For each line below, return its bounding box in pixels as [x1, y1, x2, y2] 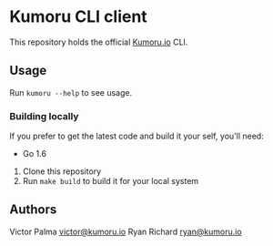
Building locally [9, 109, 79, 122]
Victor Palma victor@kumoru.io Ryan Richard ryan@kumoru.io [9, 226, 243, 237]
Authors [9, 202, 57, 218]
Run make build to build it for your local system [22, 176, 199, 187]
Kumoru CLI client [9, 6, 147, 27]
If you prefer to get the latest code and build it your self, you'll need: [9, 130, 264, 142]
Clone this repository [22, 166, 102, 177]
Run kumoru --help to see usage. [9, 87, 133, 97]
